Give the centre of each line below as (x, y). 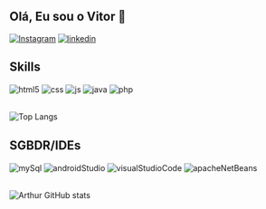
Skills (25, 67)
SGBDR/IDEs (45, 145)
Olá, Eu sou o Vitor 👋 (68, 17)
